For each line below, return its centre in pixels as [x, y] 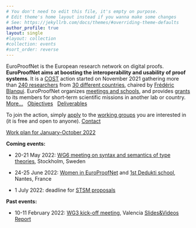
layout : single [25, 33]
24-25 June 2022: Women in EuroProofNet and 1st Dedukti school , [95, 172]
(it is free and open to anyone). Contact [54, 121]
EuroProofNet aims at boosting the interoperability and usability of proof [96, 72]
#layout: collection [31, 39]
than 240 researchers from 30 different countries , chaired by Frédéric [90, 85]
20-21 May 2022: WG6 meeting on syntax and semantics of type [92, 155]
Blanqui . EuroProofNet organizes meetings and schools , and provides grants [98, 91]
